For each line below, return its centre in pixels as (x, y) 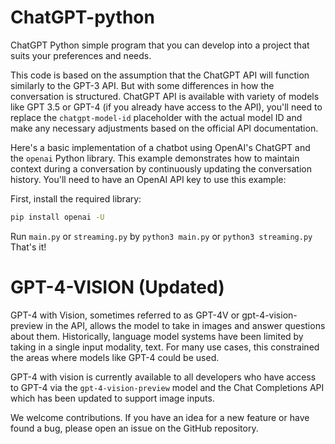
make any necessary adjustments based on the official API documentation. (164, 128)
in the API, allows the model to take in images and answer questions (185, 325)
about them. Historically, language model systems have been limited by (157, 336)
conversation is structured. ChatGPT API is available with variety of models (165, 96)
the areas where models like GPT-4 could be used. (115, 357)
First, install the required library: (76, 198)
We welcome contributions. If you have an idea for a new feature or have (160, 417)
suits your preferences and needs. (81, 55)
